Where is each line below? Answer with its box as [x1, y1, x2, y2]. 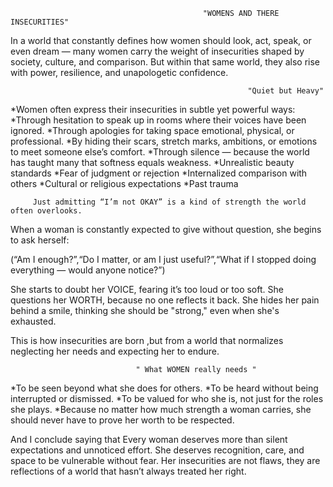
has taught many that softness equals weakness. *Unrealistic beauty [10, 157, 295, 168]
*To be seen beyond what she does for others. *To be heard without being [10, 382, 319, 394]
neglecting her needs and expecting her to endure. [10, 345, 220, 357]
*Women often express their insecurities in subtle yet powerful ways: [10, 104, 296, 115]
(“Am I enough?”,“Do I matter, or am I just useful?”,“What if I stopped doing [10, 254, 317, 265]
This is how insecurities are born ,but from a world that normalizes [10, 335, 284, 346]
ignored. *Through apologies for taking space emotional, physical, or [10, 125, 295, 136]
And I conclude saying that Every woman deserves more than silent [10, 434, 288, 445]
